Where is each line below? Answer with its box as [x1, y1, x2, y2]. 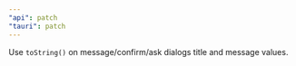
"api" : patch [8, 13, 58, 23]
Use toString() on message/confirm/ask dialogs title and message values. [8, 46, 289, 57]
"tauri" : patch [8, 22, 66, 31]
